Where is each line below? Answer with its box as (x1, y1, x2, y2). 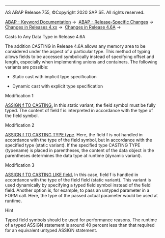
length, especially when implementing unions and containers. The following (5, 59, 158, 64)
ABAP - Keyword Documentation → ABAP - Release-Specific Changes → (5, 19, 154, 25)
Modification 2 (5, 122, 34, 128)
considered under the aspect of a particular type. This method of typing (5, 49, 151, 54)
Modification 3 (5, 162, 34, 168)
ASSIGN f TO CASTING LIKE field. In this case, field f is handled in (5, 172, 138, 178)
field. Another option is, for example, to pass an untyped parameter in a (5, 187, 150, 193)
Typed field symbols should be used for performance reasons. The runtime (5, 217, 157, 223)
